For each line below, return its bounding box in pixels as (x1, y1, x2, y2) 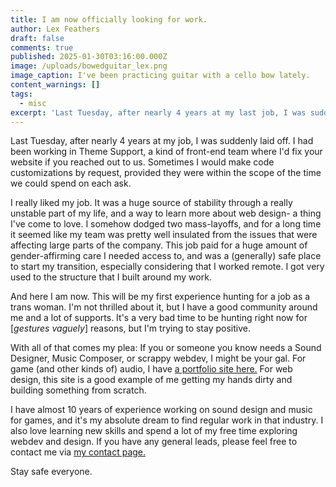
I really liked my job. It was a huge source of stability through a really (10, 197, 293, 209)
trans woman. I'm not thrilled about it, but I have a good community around (10, 301, 318, 313)
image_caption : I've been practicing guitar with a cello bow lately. (10, 71, 311, 81)
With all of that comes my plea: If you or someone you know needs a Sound (10, 342, 322, 354)
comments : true (10, 42, 74, 53)
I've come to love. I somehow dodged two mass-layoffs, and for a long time (10, 218, 322, 230)
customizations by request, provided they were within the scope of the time (10, 167, 322, 179)
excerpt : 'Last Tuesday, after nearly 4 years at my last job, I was (10, 107, 307, 118)
